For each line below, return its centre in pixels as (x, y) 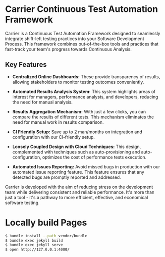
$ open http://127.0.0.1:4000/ (37, 250)
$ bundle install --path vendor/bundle (46, 236)
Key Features (26, 65)
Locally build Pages (46, 223)
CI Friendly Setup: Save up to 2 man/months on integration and (77, 132)
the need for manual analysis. (42, 102)
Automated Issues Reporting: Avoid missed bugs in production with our (86, 166)
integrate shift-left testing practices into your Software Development (75, 39)
